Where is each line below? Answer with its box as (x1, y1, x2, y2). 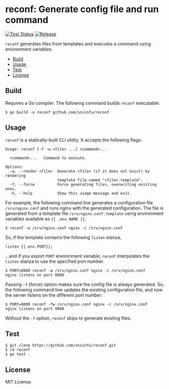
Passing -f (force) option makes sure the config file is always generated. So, (5, 281, 164, 287)
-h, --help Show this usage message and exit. (10, 191, 132, 196)
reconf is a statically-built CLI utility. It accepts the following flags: (5, 137, 142, 143)
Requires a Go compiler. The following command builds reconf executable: (5, 100, 160, 106)
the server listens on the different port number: (5, 292, 103, 298)
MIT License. (5, 379, 32, 385)
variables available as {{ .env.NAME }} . (5, 215, 87, 221)
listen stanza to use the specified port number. (5, 258, 104, 264)
